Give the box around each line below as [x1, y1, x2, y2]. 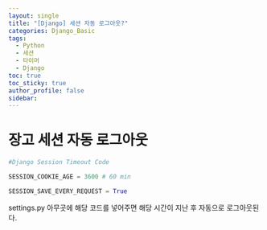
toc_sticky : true [8, 79, 67, 87]
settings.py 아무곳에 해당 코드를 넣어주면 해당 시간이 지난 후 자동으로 [8, 203, 225, 212]
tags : [8, 34, 27, 43]
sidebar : [8, 94, 38, 102]
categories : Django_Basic [8, 27, 95, 35]
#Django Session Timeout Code [8, 158, 110, 166]
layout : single [8, 11, 60, 20]
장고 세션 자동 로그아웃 [8, 131, 149, 150]
